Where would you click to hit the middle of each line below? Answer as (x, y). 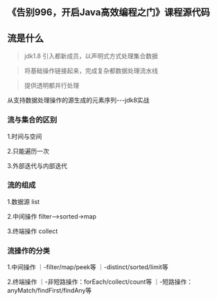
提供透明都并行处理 (52, 86)
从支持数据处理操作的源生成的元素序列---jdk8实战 (78, 100)
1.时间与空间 (25, 136)
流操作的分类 (29, 250)
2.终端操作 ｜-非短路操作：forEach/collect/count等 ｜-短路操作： (100, 282)
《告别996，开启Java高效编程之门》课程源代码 (108, 12)
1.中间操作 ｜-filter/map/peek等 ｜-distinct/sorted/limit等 (88, 267)
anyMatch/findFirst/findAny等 (50, 291)
